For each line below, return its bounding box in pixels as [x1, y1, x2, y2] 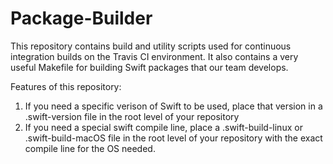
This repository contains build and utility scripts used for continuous [10, 40, 292, 52]
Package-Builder [10, 7, 153, 30]
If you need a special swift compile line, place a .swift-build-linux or [24, 121, 303, 133]
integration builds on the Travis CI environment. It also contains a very [10, 50, 299, 62]
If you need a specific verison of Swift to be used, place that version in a [24, 100, 323, 112]
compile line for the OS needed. [24, 142, 156, 154]
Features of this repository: [10, 80, 122, 92]
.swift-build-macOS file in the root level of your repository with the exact [24, 132, 323, 144]
